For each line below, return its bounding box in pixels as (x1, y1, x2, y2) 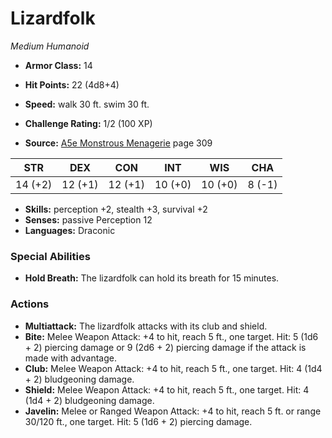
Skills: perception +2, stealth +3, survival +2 (24, 203, 208, 215)
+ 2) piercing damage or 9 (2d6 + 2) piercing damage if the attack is (24, 341, 307, 353)
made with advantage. (24, 352, 117, 364)
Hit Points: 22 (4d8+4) (24, 78, 120, 91)
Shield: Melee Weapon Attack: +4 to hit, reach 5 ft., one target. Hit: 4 (24, 383, 310, 396)
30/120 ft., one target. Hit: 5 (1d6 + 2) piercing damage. (24, 415, 253, 427)
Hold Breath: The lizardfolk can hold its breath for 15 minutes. (24, 272, 280, 284)
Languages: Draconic (24, 224, 116, 236)
